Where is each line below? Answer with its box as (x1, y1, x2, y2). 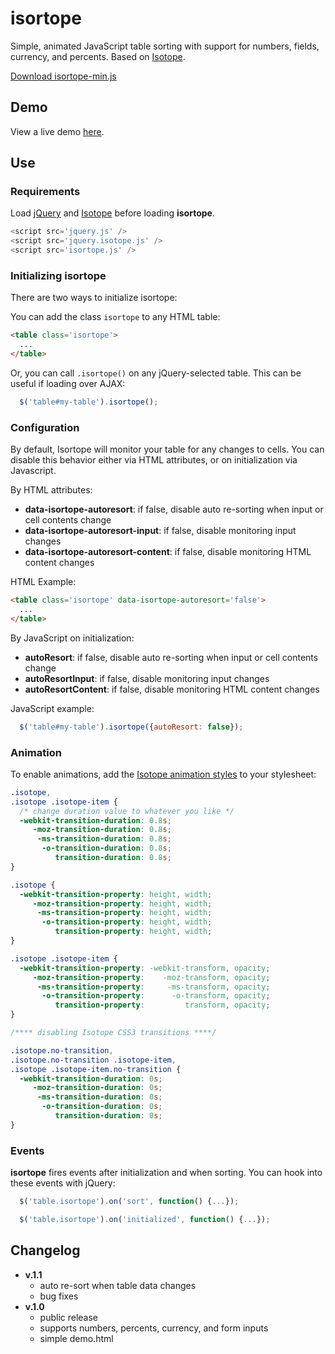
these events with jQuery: (10, 1177, 116, 1189)
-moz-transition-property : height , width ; (32, 898, 213, 909)
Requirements (10, 185, 81, 199)
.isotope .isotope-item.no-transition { (10, 1064, 182, 1074)
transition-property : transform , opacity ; (54, 1000, 271, 1011)
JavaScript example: (10, 702, 95, 714)
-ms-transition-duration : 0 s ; (36, 1092, 163, 1102)
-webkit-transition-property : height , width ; (19, 889, 213, 899)
